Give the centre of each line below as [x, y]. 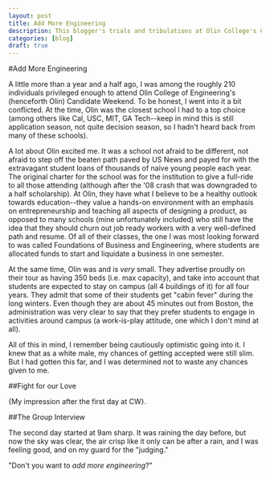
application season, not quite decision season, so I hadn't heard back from [132, 127]
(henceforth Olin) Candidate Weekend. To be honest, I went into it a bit [125, 101]
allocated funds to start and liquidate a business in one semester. [116, 253]
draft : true [28, 46]
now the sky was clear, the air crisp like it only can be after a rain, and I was [133, 441]
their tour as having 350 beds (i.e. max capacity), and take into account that [134, 278]
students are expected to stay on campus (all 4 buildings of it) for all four [129, 286]
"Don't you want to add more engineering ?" [80, 466]
